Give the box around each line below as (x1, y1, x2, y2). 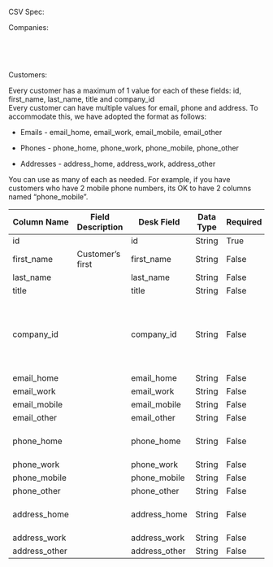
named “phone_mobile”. (8, 192, 89, 202)
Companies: (8, 23, 49, 32)
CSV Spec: (8, 7, 45, 16)
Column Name (12, 216, 69, 227)
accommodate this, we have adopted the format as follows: (8, 111, 207, 121)
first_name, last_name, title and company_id (8, 94, 155, 104)
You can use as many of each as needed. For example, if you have (8, 175, 231, 184)
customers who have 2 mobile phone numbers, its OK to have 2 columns (8, 183, 252, 193)
